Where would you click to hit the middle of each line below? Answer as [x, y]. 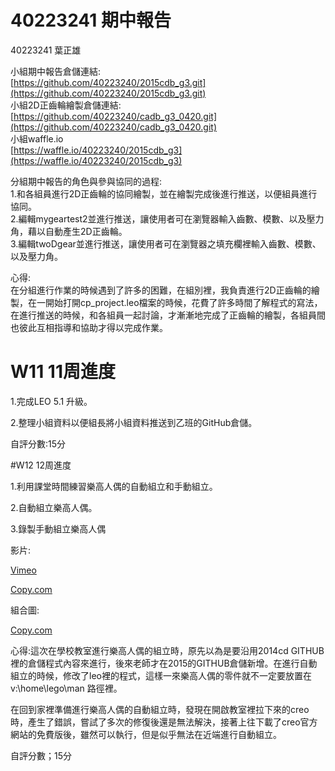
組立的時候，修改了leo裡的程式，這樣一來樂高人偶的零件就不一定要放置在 [161, 675]
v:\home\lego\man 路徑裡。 [66, 688]
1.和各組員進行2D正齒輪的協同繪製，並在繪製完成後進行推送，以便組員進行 [164, 193]
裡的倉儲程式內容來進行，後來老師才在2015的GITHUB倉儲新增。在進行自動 [164, 663]
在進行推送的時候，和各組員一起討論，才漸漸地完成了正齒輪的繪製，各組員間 [168, 315]
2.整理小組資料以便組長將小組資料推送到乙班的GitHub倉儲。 [134, 422]
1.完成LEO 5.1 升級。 [51, 401]
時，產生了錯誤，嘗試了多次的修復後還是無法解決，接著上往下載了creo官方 [164, 722]
